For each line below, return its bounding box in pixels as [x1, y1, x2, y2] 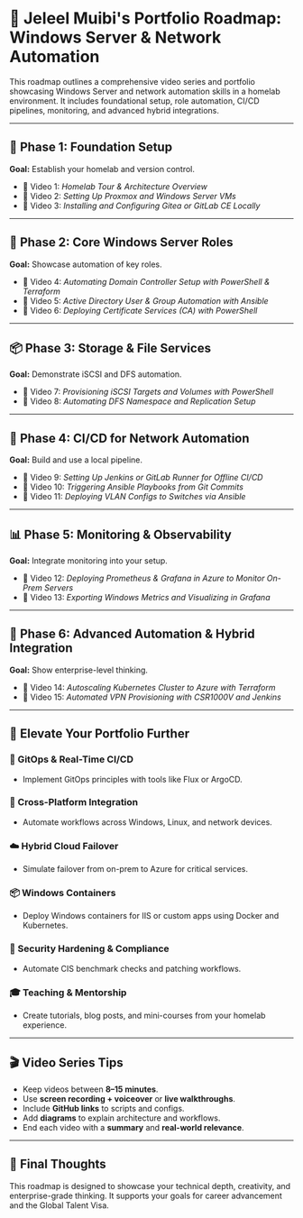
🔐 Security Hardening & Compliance [9, 942, 170, 955]
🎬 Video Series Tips [9, 1055, 124, 1071]
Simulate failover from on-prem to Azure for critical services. [22, 864, 249, 875]
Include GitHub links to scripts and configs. [22, 1103, 185, 1113]
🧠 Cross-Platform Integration [9, 796, 139, 809]
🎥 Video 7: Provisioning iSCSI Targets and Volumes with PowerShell [22, 387, 274, 398]
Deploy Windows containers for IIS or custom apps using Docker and [22, 911, 280, 921]
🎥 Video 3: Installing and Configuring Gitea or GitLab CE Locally [22, 200, 261, 211]
